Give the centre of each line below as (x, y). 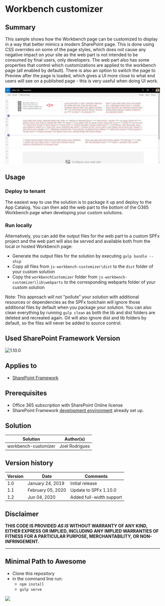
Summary (20, 27)
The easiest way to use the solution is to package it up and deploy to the (78, 202)
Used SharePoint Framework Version (63, 338)
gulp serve (31, 589)
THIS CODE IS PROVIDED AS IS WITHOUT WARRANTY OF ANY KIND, (76, 526)
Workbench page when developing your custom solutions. (64, 212)
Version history (29, 463)
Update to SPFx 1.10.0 (94, 490)
